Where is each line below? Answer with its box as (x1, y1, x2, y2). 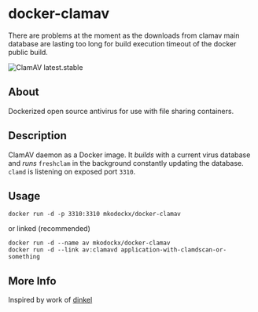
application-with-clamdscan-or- (120, 246, 227, 254)
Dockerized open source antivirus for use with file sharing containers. (8, 106, 234, 116)
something (8, 253, 41, 261)
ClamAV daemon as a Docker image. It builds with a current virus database (8, 150, 251, 160)
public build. (8, 47, 49, 57)
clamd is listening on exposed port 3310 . (8, 167, 136, 176)
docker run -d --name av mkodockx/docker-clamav (8, 239, 171, 248)
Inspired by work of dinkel (8, 295, 93, 305)
